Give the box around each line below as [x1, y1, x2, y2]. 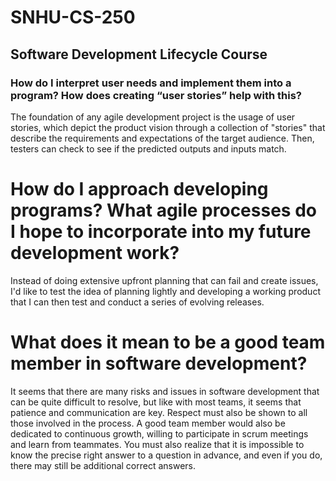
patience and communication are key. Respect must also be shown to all [10, 406, 308, 418]
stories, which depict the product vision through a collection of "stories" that [10, 121, 326, 133]
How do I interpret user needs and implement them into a [10, 76, 292, 90]
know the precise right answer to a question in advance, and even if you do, [10, 449, 323, 461]
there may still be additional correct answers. [10, 459, 197, 471]
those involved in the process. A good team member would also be [10, 417, 286, 429]
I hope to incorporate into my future [10, 221, 312, 243]
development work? [10, 242, 180, 265]
